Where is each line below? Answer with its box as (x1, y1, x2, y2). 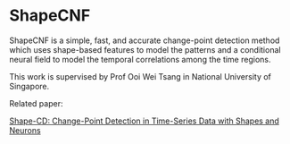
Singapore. (9, 80, 50, 91)
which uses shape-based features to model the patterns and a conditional (9, 44, 281, 55)
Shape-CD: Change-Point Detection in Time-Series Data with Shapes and (9, 115, 279, 126)
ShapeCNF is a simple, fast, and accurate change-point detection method (9, 35, 280, 46)
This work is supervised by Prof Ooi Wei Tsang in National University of (9, 71, 272, 81)
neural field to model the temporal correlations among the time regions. (9, 54, 271, 64)
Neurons (9, 124, 42, 135)
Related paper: (9, 97, 63, 108)
